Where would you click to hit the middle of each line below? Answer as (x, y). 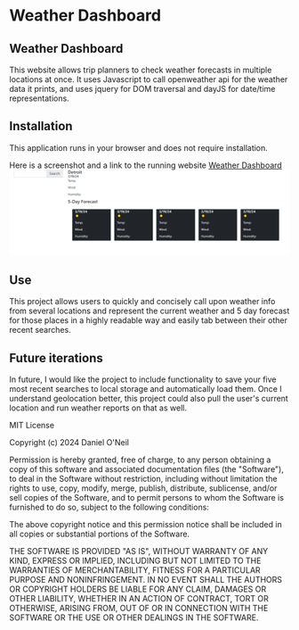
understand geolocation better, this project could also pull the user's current (149, 399)
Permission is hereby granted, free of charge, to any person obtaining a (140, 460)
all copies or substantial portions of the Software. (99, 534)
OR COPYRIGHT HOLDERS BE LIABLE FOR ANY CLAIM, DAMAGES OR (138, 589)
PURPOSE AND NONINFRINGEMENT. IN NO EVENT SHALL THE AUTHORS (146, 580)
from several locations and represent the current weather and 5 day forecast (149, 311)
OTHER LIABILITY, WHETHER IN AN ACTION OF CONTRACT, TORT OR (139, 599)
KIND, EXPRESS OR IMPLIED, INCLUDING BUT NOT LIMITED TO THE (135, 561)
